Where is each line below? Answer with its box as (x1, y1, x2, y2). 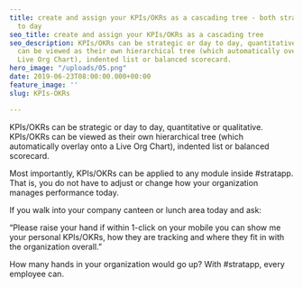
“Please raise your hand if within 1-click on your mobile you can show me (9, 222, 281, 233)
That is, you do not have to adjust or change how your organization (9, 177, 259, 188)
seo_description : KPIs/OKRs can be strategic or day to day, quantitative (9, 38, 297, 48)
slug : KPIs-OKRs (9, 88, 70, 98)
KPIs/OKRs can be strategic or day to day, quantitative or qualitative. (9, 121, 263, 132)
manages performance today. (9, 187, 120, 198)
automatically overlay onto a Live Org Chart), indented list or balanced (9, 141, 270, 152)
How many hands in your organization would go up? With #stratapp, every (9, 258, 286, 269)
